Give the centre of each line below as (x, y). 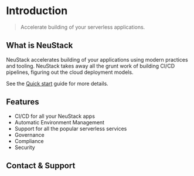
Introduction (37, 11)
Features (23, 102)
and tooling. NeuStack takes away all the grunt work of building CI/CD (91, 66)
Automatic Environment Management (59, 122)
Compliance (29, 141)
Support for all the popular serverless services (71, 128)
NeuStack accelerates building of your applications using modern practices (97, 59)
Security (25, 147)
